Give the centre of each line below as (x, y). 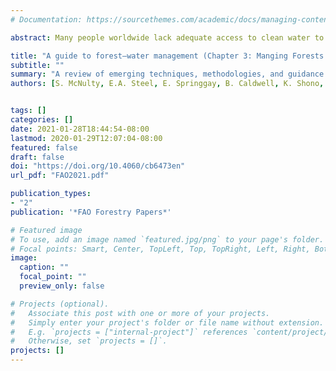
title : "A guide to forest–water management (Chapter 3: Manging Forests (167, 56)
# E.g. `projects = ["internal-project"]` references (129, 332)
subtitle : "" (37, 65)
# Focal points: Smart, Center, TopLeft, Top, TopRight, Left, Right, (160, 249)
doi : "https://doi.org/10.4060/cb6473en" (98, 166)
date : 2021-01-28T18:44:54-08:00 (80, 129)
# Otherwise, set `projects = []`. (89, 341)
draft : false (37, 157)
